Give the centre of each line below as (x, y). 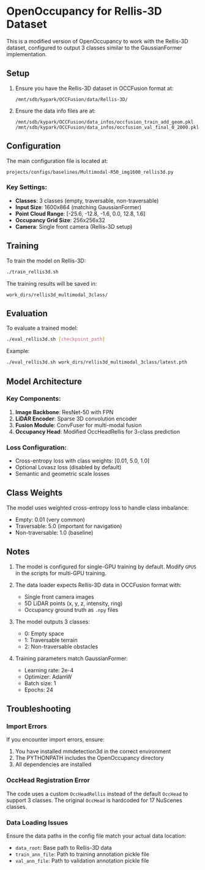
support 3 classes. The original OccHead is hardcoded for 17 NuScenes (94, 800)
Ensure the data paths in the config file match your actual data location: (96, 836)
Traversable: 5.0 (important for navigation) (69, 526)
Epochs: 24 (39, 690)
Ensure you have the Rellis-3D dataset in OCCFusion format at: (94, 88)
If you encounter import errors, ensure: (55, 740)
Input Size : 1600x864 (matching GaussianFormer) (78, 207)
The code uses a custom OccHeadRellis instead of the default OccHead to (97, 794)
